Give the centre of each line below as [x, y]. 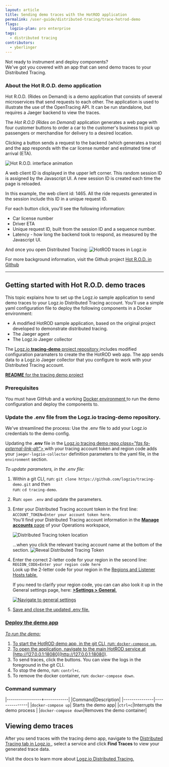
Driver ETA [24, 223]
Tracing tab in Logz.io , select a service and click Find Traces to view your [82, 743]
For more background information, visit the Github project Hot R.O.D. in [78, 259]
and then [41, 484]
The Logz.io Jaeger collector [43, 339]
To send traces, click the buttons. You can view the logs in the [77, 659]
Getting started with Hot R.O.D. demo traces [75, 285]
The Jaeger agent [31, 334]
